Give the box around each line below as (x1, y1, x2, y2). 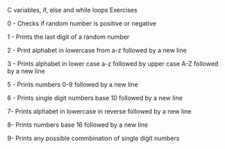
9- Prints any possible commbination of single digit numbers (7, 134, 180, 142)
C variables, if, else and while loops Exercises (7, 6, 137, 14)
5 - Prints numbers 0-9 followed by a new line (7, 80, 139, 89)
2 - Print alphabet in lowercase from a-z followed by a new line (7, 46, 187, 54)
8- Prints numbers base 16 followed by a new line (7, 121, 148, 129)
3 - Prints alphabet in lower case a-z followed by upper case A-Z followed (7, 60, 219, 68)
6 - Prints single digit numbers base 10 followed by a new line (7, 94, 183, 102)
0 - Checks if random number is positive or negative (7, 19, 156, 27)
